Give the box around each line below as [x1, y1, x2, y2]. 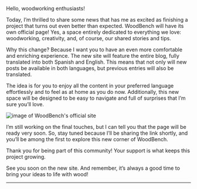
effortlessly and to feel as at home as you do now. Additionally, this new [6, 89, 179, 95]
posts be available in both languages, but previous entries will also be [6, 65, 174, 72]
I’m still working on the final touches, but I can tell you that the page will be [6, 124, 186, 130]
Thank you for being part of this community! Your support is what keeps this [6, 147, 191, 154]
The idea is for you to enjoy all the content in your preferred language [6, 82, 174, 89]
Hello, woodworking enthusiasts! [6, 5, 85, 12]
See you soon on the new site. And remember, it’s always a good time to [6, 164, 181, 171]
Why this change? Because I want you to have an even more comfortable [6, 46, 183, 53]
